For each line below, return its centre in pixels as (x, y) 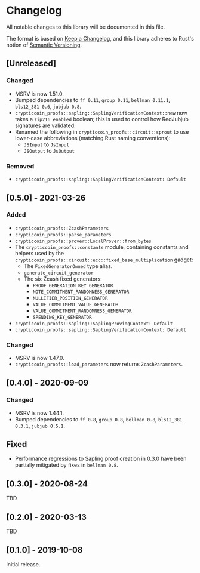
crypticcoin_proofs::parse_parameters (63, 235)
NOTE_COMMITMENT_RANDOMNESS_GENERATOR (81, 292)
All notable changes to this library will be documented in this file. (86, 27)
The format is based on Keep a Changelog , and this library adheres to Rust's (100, 38)
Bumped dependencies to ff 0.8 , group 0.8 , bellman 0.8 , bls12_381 (99, 419)
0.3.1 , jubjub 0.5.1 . (40, 426)
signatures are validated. (45, 125)
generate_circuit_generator (59, 273)
